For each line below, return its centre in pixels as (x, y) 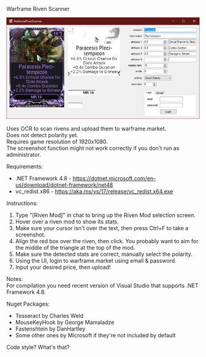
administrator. (24, 155)
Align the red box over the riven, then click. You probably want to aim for (107, 241)
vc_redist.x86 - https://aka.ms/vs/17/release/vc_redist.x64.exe (94, 192)
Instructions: (22, 203)
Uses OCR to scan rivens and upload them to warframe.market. (86, 129)
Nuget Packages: (28, 304)
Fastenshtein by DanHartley (50, 329)
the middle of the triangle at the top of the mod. (75, 248)
